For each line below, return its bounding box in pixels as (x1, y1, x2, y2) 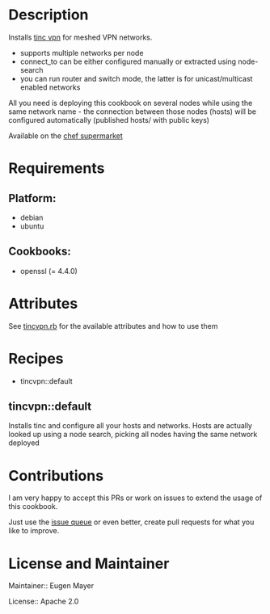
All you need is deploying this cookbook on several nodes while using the (8, 98, 253, 107)
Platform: (8, 191, 57, 205)
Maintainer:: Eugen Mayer (8, 581, 95, 591)
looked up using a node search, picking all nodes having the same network (8, 430, 258, 439)
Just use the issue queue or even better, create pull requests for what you (8, 517, 255, 527)
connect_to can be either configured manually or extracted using (19, 57, 237, 66)
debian (19, 212, 44, 222)
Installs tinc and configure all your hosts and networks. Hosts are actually (8, 421, 253, 431)
